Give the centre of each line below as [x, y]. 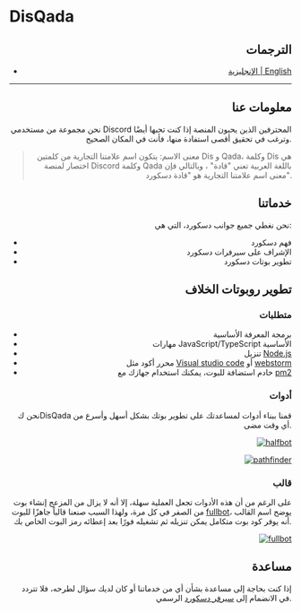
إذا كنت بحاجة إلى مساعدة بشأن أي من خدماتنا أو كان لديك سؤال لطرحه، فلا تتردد [157, 588]
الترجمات [269, 50]
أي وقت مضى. [267, 425]
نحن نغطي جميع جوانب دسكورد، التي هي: [223, 225]
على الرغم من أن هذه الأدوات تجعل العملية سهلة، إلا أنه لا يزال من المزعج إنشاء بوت [152, 502]
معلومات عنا [262, 108]
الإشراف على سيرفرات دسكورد [239, 252]
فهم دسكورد [271, 242]
